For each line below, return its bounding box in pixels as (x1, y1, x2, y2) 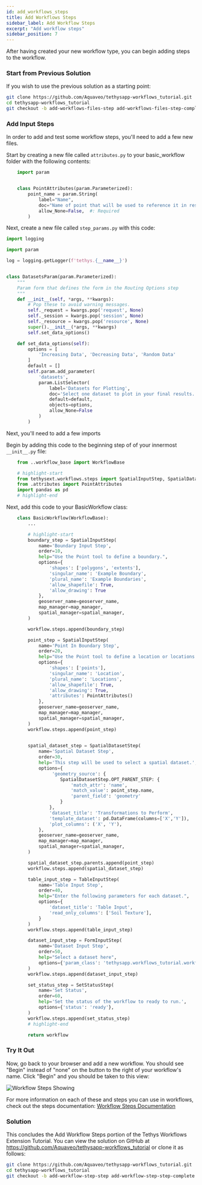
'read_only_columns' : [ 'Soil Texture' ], (49, 910, 152, 916)
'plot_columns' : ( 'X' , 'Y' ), (49, 821, 122, 827)
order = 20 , (38, 648, 63, 654)
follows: (6, 1150, 26, 1157)
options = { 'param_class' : (38, 960, 101, 966)
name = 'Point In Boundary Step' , (38, 643, 120, 649)
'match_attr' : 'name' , (70, 782, 128, 788)
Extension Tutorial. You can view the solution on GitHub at (6, 1138, 150, 1145)
